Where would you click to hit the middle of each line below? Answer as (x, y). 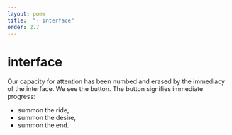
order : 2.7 (23, 27)
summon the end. (43, 125)
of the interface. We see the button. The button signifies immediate (105, 89)
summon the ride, (43, 110)
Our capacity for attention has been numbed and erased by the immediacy (116, 81)
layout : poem (27, 14)
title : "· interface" (41, 20)
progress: (21, 97)
